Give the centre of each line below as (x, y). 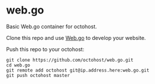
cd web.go (18, 65)
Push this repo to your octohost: (45, 49)
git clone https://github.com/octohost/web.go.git (70, 60)
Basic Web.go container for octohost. (51, 26)
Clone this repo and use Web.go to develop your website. (76, 38)
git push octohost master (38, 75)
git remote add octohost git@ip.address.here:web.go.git (78, 70)
